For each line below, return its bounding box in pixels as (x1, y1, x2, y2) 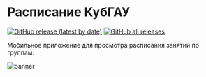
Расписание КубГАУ (7, 4, 131, 20)
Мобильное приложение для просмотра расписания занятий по (7, 41, 200, 49)
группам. (7, 48, 35, 57)
